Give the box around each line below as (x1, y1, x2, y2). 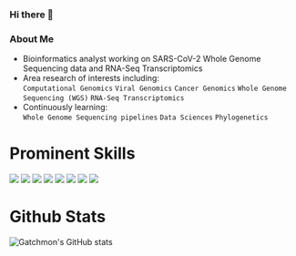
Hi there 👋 (9, 8, 55, 21)
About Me (9, 32, 55, 45)
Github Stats (9, 207, 107, 227)
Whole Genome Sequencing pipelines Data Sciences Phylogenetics (22, 113, 269, 122)
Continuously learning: (22, 102, 108, 113)
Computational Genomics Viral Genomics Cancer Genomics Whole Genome (22, 84, 287, 94)
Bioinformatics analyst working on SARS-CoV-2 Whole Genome (22, 54, 261, 65)
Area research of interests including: (22, 73, 159, 84)
